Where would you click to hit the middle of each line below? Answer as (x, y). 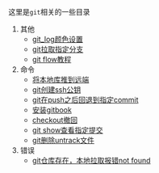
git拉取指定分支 (58, 49)
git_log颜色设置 (57, 39)
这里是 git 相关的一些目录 (49, 12)
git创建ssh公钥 (56, 90)
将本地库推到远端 (61, 80)
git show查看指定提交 (67, 130)
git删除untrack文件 (63, 140)
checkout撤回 (55, 120)
